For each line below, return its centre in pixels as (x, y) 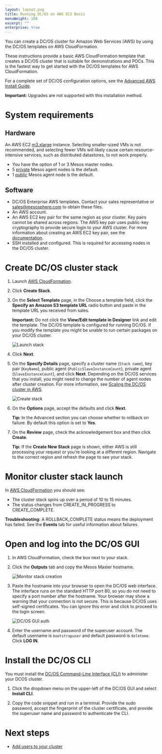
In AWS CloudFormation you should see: (45, 490)
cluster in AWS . (27, 389)
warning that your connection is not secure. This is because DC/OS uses (84, 601)
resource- (144, 150)
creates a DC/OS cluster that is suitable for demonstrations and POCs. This (80, 61)
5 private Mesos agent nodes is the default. (55, 170)
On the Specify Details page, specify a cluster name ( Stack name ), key (82, 363)
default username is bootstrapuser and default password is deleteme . (81, 635)
